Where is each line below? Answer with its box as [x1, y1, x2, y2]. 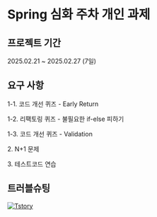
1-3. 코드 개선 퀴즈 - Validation [7, 129, 93, 138]
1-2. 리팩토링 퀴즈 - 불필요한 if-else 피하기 [7, 115, 124, 123]
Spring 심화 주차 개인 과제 [7, 6, 151, 23]
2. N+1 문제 [7, 144, 40, 153]
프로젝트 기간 [7, 37, 62, 49]
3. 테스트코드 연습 [7, 160, 57, 168]
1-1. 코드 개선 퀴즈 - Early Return [7, 100, 99, 108]
